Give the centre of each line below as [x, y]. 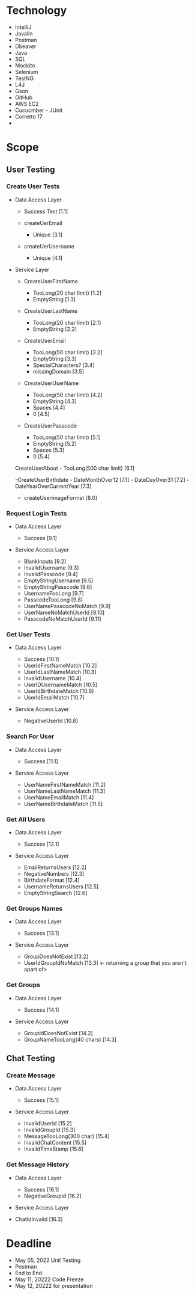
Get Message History [38, 1164]
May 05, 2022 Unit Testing [48, 1260]
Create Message [31, 1075]
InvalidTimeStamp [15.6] [54, 1149]
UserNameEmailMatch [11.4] [59, 797]
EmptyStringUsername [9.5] [58, 580]
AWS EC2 [27, 103]
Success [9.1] [40, 538]
